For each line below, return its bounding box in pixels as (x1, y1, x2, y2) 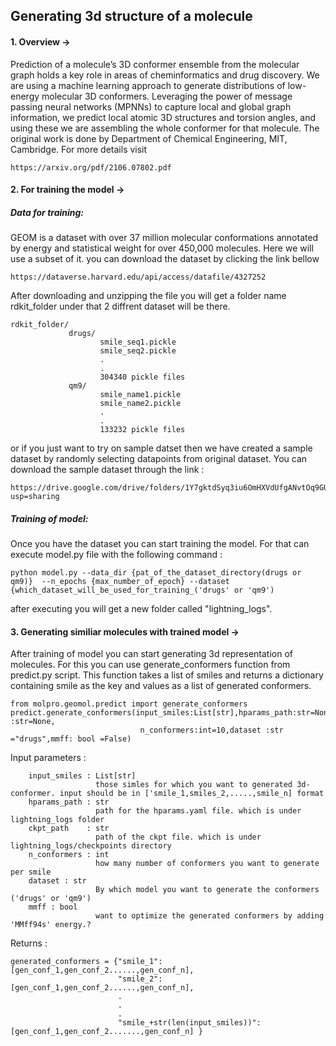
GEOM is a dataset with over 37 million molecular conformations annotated (10, 232, 319, 244)
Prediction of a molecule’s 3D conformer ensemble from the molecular (10, 58, 300, 70)
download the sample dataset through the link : (10, 464, 205, 476)
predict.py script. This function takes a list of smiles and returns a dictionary (10, 669, 324, 681)
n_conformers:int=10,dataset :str (139, 725, 284, 736)
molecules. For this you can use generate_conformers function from (10, 659, 291, 671)
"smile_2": (117, 974, 163, 984)
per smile (10, 867, 52, 878)
